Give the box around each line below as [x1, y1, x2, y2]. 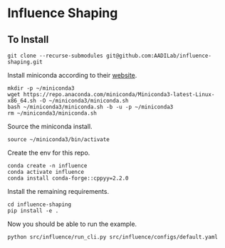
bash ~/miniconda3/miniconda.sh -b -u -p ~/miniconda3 [7, 103, 174, 110]
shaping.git [7, 58, 43, 66]
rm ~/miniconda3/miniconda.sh [7, 110, 98, 117]
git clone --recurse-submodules [7, 52, 103, 59]
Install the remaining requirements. [7, 187, 109, 195]
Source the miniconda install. [7, 123, 93, 130]
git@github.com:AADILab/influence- [105, 52, 212, 59]
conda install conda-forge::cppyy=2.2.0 [7, 175, 130, 182]
